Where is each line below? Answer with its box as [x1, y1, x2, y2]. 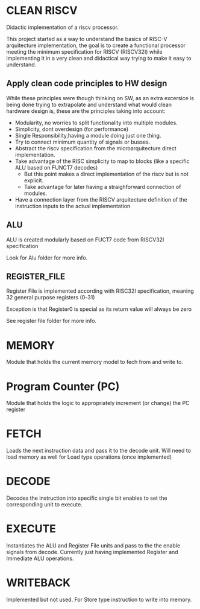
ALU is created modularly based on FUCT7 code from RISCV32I [6, 236, 164, 243]
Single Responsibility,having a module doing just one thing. [14, 132, 161, 139]
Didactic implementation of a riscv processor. [6, 24, 119, 31]
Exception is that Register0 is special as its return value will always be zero [6, 305, 192, 313]
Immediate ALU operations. [6, 555, 74, 562]
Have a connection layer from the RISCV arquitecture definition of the [14, 196, 188, 203]
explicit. [23, 176, 44, 184]
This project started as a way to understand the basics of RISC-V [6, 35, 167, 42]
